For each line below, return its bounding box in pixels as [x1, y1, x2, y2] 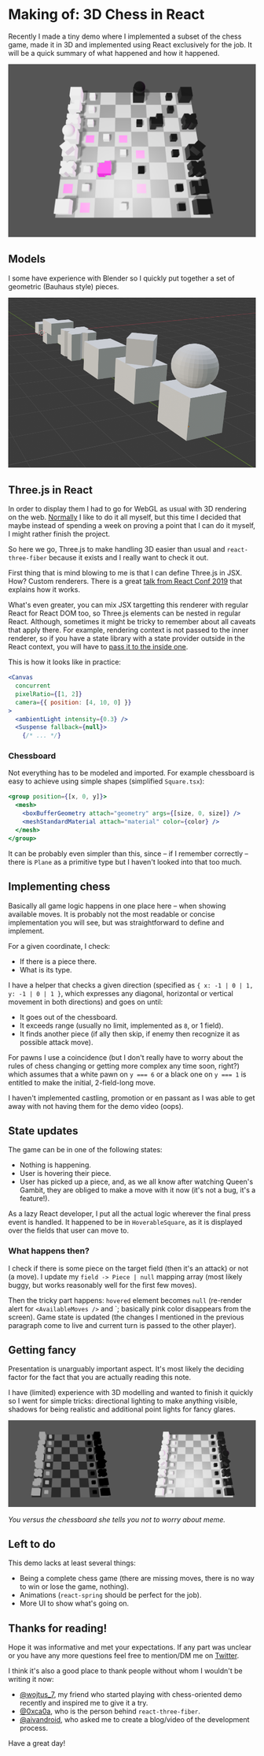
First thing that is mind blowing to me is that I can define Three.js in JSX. [8, 568, 243, 578]
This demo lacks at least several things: [8, 1558, 136, 1568]
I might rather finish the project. [8, 530, 111, 539]
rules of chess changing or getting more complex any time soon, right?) [8, 1061, 240, 1070]
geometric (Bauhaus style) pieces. [8, 281, 119, 291]
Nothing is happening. [19, 1160, 92, 1170]
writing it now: [8, 1675, 54, 1684]
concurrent [15, 682, 51, 690]
